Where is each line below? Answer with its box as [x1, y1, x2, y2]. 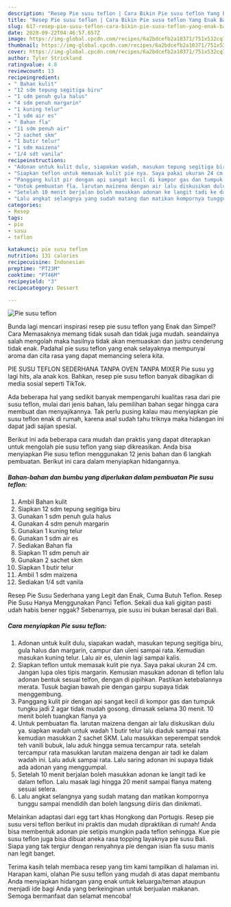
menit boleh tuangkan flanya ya [17, 712, 107, 720]
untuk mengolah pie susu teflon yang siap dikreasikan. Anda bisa [8, 443, 191, 451]
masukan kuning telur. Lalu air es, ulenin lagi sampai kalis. [17, 653, 181, 662]
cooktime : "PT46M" [8, 271, 60, 278]
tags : [8, 214, 23, 221]
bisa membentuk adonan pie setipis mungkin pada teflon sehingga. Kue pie [8, 827, 220, 836]
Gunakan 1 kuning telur [17, 527, 83, 535]
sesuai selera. [17, 785, 58, 794]
